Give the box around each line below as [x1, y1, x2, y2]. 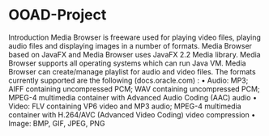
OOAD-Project [8, 6, 107, 24]
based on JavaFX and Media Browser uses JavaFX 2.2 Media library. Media [8, 49, 261, 59]
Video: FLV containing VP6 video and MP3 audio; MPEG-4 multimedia [8, 101, 241, 111]
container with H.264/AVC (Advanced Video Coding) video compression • [8, 109, 256, 119]
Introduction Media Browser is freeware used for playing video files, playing [8, 32, 261, 42]
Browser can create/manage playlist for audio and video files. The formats [8, 66, 257, 76]
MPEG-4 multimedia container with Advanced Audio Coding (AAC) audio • [8, 92, 258, 102]
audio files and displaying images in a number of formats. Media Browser [8, 40, 253, 50]
